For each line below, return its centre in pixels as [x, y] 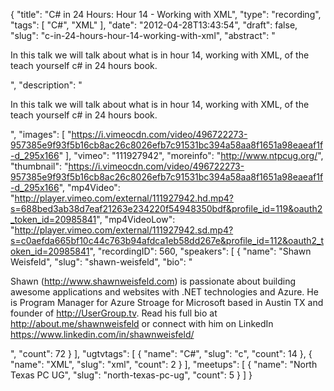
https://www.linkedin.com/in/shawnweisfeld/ [102, 334]
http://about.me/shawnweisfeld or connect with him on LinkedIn [142, 323]
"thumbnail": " [39, 166]
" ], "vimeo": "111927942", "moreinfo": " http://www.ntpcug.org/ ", [191, 155]
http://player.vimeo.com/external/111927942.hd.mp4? [124, 198]
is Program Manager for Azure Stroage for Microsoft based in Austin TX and [167, 302]
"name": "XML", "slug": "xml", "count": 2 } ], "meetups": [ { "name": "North [164, 364]
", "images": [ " [41, 134]
